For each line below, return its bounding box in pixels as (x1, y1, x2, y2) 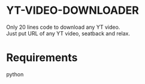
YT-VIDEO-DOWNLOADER (6, 4, 139, 17)
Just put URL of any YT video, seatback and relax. (6, 29, 131, 37)
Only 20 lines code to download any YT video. (6, 23, 120, 31)
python (6, 70, 24, 78)
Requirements (6, 51, 78, 65)
